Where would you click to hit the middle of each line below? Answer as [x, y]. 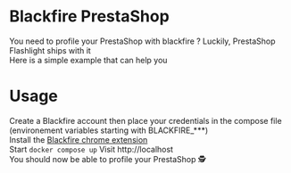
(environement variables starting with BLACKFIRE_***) [109, 130]
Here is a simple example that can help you [88, 60]
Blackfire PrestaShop [89, 16]
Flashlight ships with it [50, 50]
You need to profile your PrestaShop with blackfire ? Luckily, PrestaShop [142, 41]
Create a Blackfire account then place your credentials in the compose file [146, 120]
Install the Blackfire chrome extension [79, 139]
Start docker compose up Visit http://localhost [91, 149]
